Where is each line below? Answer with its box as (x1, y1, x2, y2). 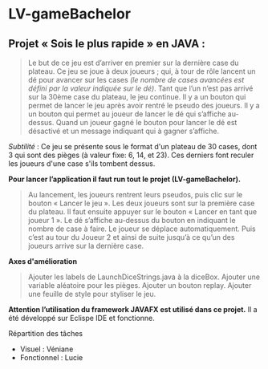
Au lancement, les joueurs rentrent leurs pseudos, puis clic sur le (27, 190, 243, 199)
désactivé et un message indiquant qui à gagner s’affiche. (27, 126, 219, 136)
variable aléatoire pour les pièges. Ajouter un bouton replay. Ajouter (27, 281, 252, 290)
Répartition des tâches (8, 329, 83, 338)
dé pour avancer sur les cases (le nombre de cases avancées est (27, 75, 245, 84)
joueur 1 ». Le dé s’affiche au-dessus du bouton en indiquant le (27, 216, 236, 225)
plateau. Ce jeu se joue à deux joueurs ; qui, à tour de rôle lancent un (27, 67, 256, 76)
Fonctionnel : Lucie (19, 353, 83, 362)
